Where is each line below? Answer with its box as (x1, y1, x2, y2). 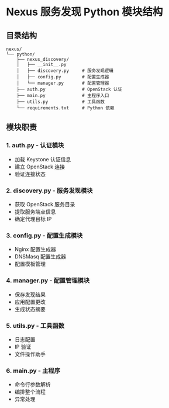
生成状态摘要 (14, 305, 46, 313)
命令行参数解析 (14, 381, 51, 388)
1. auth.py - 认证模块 (6, 141, 64, 150)
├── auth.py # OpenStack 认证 (16, 87, 123, 92)
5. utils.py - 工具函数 (6, 321, 65, 330)
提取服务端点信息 (14, 208, 56, 215)
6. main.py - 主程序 (6, 366, 60, 375)
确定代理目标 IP (14, 215, 52, 222)
